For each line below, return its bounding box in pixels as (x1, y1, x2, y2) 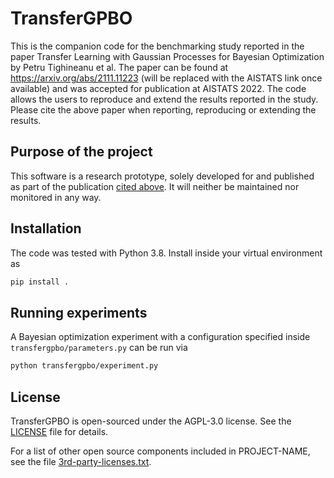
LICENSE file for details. (10, 425, 109, 437)
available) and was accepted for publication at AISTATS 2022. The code (10, 82, 307, 94)
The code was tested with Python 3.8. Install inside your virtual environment (10, 247, 323, 259)
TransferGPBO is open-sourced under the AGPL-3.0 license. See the (10, 415, 292, 427)
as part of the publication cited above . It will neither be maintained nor (10, 180, 300, 192)
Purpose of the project (10, 143, 153, 161)
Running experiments (10, 304, 148, 321)
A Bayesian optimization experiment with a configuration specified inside (10, 331, 311, 343)
